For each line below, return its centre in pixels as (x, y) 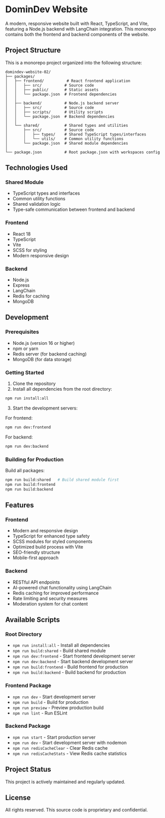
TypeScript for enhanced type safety (51, 536)
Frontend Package (28, 686)
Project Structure (33, 50)
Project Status (28, 769)
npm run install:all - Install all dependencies (61, 645)
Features (20, 505)
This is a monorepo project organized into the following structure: (74, 63)
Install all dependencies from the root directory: (62, 389)
